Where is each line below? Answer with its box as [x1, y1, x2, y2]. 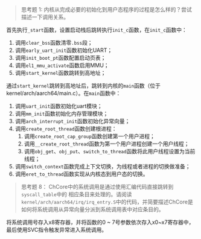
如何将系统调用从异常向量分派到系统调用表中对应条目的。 [21, 206, 164, 213]
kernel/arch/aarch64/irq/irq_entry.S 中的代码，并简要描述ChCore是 [21, 199, 193, 205]
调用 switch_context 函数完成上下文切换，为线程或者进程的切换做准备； [14, 163, 191, 170]
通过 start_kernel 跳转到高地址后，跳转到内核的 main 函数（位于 [6, 82, 161, 89]
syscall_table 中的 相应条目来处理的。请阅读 [21, 191, 132, 198]
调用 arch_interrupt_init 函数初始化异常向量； [14, 118, 130, 124]
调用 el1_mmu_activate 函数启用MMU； [14, 62, 110, 69]
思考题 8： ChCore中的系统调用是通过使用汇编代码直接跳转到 [21, 183, 174, 190]
